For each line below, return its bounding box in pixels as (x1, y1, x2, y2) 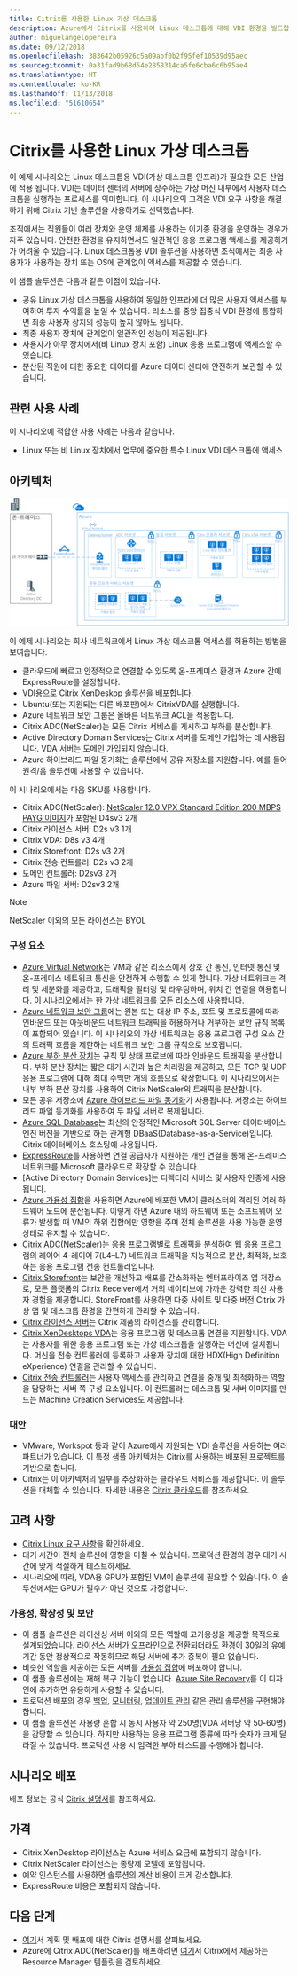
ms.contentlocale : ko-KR (9, 80, 101, 89)
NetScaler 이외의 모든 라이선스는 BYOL (9, 915, 146, 926)
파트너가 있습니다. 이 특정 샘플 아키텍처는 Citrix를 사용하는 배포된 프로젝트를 (21, 1452, 286, 1461)
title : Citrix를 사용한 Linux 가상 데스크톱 (9, 14, 158, 23)
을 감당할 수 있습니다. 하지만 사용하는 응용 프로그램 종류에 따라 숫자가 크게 (21, 1728, 278, 1739)
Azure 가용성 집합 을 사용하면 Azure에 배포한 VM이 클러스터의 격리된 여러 (21, 1194, 277, 1205)
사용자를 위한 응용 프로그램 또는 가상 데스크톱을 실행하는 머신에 (31, 1338, 250, 1349)
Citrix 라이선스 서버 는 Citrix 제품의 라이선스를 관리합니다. (21, 1316, 220, 1327)
